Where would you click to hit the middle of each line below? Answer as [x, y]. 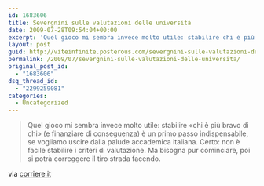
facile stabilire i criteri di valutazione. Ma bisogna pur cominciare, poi [139, 151]
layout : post [29, 45]
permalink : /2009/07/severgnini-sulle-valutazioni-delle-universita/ [125, 60]
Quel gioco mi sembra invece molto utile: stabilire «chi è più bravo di [138, 126]
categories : [27, 96]
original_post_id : [38, 67]
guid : [17, 52]
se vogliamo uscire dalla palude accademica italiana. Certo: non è [134, 142]
